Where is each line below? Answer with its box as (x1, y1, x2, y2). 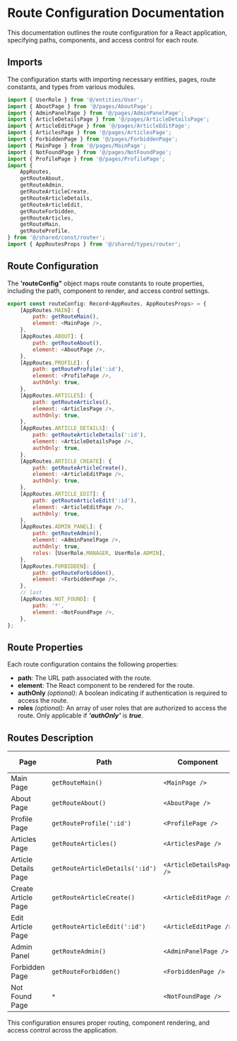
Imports (7, 56, 43, 69)
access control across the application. (7, 1026, 119, 1035)
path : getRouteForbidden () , (32, 569, 115, 576)
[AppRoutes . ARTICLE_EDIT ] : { (20, 491, 106, 498)
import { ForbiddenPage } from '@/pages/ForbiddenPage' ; (7, 136, 178, 143)
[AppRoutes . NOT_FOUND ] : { (20, 595, 97, 603)
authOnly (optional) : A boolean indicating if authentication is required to (17, 689, 228, 697)
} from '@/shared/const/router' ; (7, 234, 106, 242)
